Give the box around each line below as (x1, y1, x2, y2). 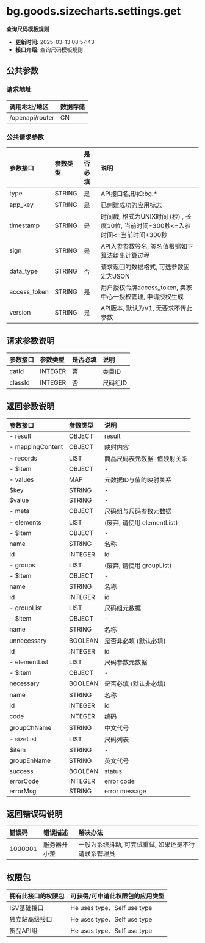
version (9, 308, 31, 316)
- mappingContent (9, 442, 63, 451)
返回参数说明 (6, 401, 55, 412)
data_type (9, 267, 38, 275)
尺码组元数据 (104, 603, 142, 612)
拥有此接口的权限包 (9, 892, 65, 900)
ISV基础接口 (9, 904, 44, 912)
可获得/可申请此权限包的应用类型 (70, 892, 165, 900)
